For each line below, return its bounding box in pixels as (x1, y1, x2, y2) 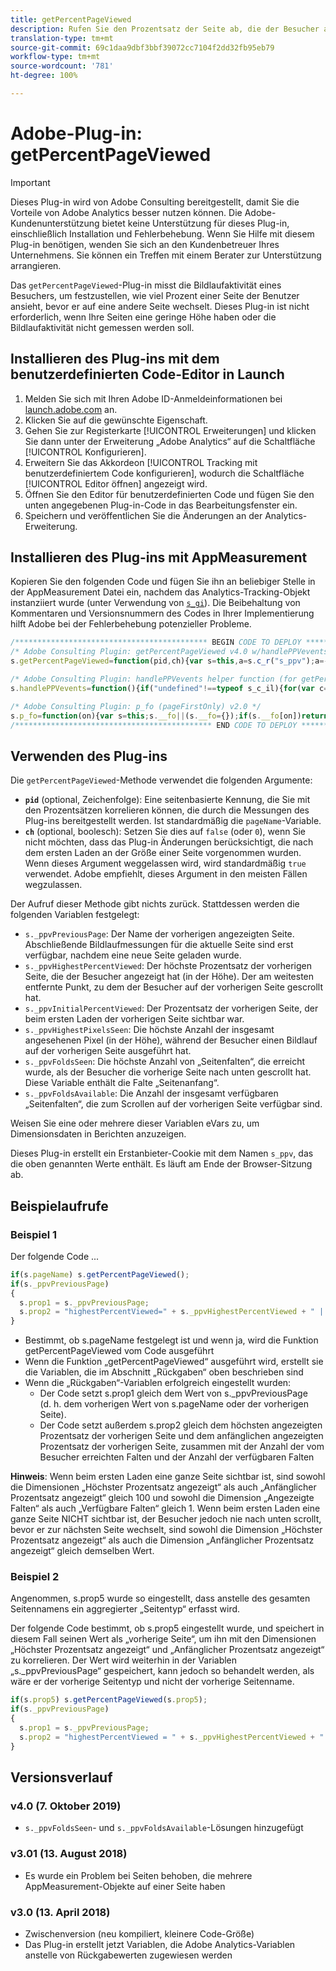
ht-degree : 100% (10, 71, 78, 81)
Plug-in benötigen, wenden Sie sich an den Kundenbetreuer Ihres (10, 238, 280, 250)
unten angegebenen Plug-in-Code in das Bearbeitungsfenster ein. (24, 499, 298, 511)
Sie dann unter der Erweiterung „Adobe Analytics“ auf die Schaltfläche (24, 435, 316, 447)
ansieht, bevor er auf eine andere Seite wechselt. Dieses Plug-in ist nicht (10, 300, 310, 312)
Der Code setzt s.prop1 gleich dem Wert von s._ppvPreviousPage (39, 1387, 308, 1400)
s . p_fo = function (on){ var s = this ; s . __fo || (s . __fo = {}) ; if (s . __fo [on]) (10, 711, 302, 721)
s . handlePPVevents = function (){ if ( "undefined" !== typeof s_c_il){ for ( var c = (10, 683, 329, 693)
